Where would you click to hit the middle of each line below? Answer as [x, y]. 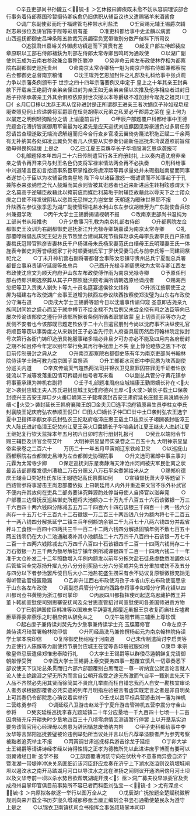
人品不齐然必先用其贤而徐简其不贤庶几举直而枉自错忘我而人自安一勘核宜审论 [98, 683]
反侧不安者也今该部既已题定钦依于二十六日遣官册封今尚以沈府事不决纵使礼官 [98, 324]
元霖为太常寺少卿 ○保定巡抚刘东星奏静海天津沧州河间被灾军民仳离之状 [96, 463]
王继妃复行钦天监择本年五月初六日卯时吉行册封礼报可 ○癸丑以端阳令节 [96, 434]
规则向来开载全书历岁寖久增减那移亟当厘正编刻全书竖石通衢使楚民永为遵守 [95, 800]
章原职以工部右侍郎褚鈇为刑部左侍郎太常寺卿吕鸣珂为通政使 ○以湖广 [93, 53]
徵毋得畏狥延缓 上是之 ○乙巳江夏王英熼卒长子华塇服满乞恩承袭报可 [92, 148]
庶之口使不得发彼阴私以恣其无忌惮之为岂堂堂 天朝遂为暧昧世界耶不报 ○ [97, 199]
